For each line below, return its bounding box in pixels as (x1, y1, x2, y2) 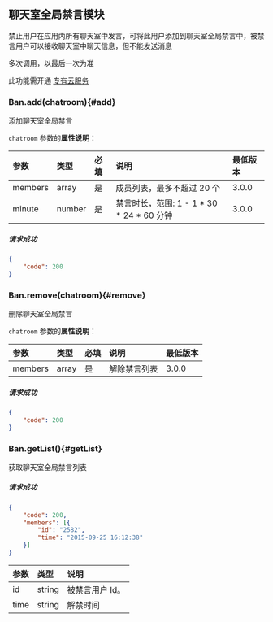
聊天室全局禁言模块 (8, 7, 105, 22)
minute (12, 203, 39, 215)
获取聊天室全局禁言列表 (8, 462, 87, 472)
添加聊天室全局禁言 (8, 116, 73, 126)
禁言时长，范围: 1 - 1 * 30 (115, 198, 218, 209)
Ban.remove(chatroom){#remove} (8, 289, 146, 301)
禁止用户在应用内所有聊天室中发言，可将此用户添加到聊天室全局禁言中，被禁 (8, 31, 265, 41)
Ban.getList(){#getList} (8, 442, 103, 454)
